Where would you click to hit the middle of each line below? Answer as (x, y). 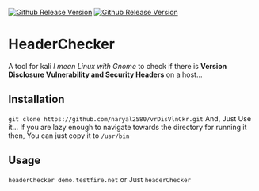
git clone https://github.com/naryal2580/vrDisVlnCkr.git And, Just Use (130, 118)
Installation (36, 99)
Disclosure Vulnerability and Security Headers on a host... (106, 74)
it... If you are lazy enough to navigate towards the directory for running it (128, 127)
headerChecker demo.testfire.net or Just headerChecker (100, 179)
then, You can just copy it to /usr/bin (69, 136)
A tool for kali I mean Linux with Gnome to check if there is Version (118, 66)
